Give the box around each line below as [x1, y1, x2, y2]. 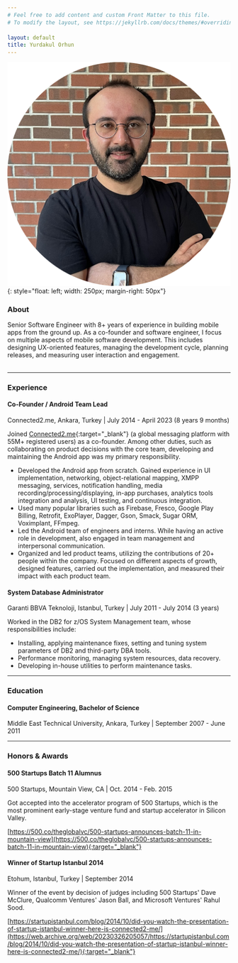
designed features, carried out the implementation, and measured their [17, 565, 225, 573]
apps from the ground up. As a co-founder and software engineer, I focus [7, 327, 222, 337]
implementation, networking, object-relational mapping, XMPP [17, 474, 200, 482]
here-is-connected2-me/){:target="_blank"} [7, 947, 136, 955]
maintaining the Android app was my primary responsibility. [7, 452, 181, 461]
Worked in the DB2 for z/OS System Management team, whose [7, 618, 191, 626]
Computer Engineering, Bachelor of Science [7, 703, 140, 712]
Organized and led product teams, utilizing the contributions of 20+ [17, 549, 215, 557]
